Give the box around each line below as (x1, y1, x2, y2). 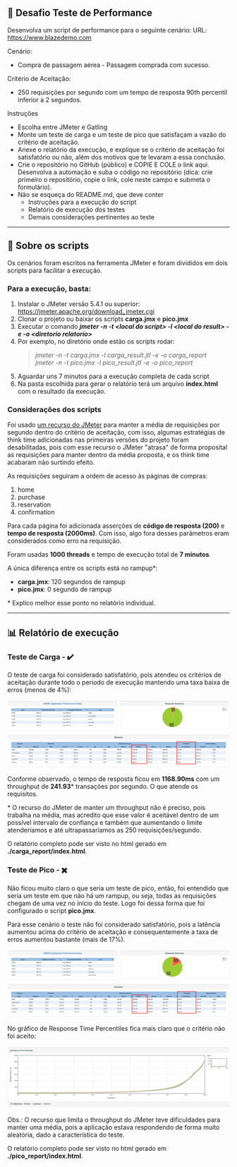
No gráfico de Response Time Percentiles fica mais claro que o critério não (7, 1024, 226, 1033)
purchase (17, 493, 46, 502)
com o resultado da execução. (17, 387, 107, 395)
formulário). (17, 183, 52, 191)
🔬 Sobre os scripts (7, 240, 90, 252)
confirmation (17, 508, 55, 516)
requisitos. (7, 790, 38, 798)
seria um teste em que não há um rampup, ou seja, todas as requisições (7, 891, 217, 900)
